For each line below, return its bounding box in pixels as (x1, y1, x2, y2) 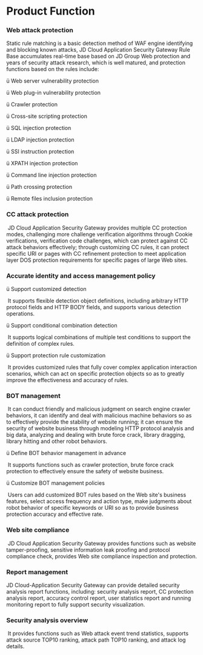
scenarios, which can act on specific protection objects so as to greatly (6, 370, 185, 377)
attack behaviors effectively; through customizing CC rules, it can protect (6, 243, 190, 250)
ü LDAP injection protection (6, 136, 75, 143)
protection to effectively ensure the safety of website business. (6, 468, 164, 475)
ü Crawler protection (6, 101, 58, 108)
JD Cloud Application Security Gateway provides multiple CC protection (7, 224, 187, 231)
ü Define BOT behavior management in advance (6, 450, 126, 457)
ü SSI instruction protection (6, 148, 75, 156)
